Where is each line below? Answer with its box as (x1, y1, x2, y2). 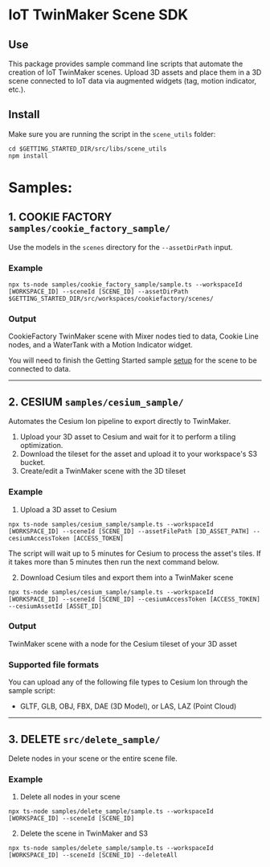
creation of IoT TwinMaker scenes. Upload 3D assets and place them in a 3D (8, 68, 262, 77)
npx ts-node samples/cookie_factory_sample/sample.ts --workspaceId (8, 281, 243, 289)
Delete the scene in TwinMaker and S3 (19, 828, 149, 838)
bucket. (19, 458, 46, 467)
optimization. (19, 441, 63, 450)
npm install (8, 151, 48, 160)
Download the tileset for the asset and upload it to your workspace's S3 (19, 449, 258, 459)
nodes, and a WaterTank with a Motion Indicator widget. (8, 340, 193, 350)
